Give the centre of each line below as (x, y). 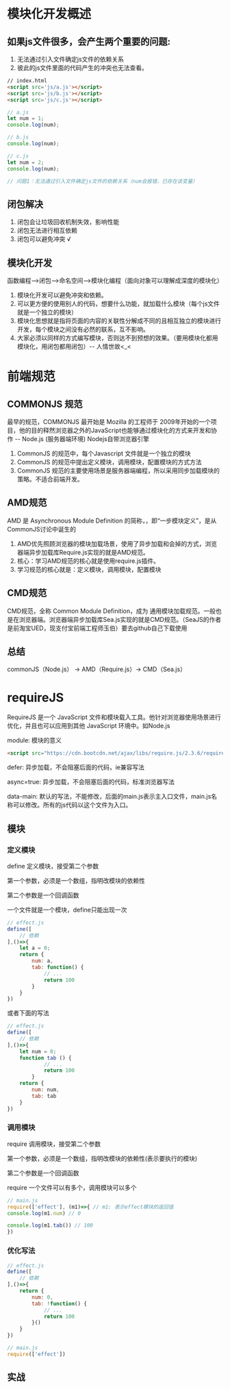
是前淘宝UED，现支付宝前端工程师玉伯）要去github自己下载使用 (97, 628)
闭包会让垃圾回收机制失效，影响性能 (68, 222)
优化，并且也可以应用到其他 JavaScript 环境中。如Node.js (89, 726)
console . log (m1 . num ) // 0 (44, 1213)
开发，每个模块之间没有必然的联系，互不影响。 (83, 329)
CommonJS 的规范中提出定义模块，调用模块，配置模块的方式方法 (109, 462)
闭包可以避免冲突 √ (44, 239)
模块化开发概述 (49, 14)
